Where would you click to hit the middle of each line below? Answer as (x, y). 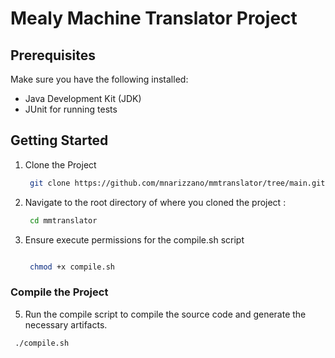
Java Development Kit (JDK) (83, 98)
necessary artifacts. (66, 324)
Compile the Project (59, 292)
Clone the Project (60, 164)
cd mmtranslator (63, 220)
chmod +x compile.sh (72, 267)
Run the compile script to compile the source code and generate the (165, 314)
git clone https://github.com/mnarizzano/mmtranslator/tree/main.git (177, 183)
